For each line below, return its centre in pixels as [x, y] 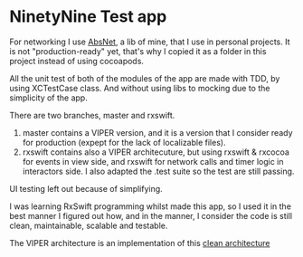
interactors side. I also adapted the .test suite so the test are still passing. [158, 171]
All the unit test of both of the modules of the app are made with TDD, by [145, 78]
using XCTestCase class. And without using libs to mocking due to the [140, 88]
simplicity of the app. [48, 98]
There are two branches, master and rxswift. [92, 115]
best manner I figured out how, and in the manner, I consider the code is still [151, 215]
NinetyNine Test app [88, 17]
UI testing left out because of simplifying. [86, 188]
